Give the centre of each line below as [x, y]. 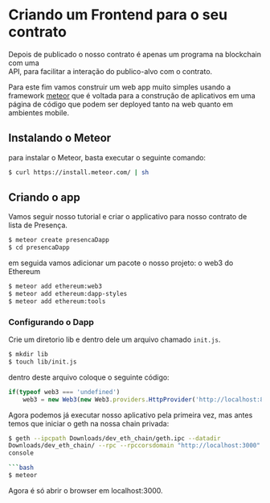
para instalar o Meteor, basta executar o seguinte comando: [107, 157]
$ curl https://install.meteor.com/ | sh [79, 172]
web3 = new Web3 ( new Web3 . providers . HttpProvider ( [109, 399]
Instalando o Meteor [60, 138]
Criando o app [44, 198]
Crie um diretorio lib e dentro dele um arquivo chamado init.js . [115, 339]
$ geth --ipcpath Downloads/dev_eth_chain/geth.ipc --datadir [115, 438]
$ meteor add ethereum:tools [57, 301]
